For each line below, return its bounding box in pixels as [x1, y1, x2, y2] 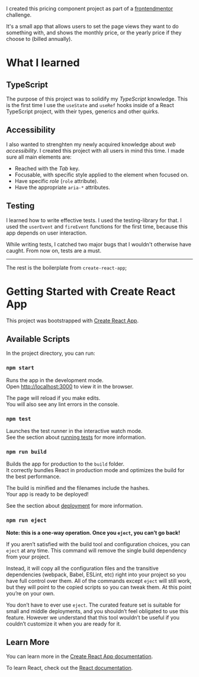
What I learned [6, 56, 80, 70]
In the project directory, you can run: [6, 349, 95, 357]
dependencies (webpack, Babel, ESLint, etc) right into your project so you [6, 571, 187, 578]
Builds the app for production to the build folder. [6, 460, 125, 467]
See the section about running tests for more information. [6, 434, 146, 441]
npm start [6, 364, 34, 371]
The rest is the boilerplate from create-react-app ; [6, 264, 127, 271]
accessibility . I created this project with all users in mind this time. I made [6, 147, 185, 154]
